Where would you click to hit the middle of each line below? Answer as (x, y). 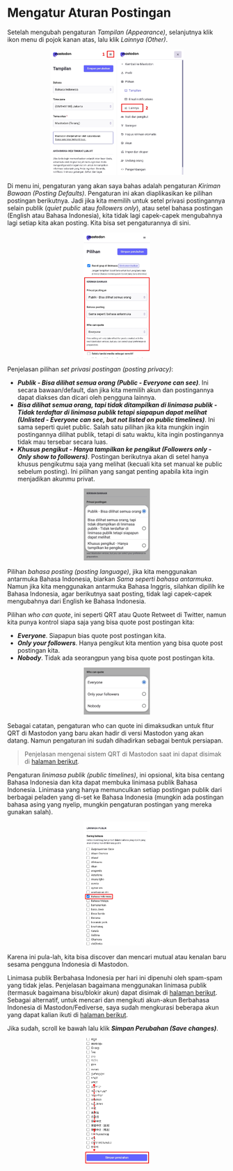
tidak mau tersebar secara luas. (62, 442)
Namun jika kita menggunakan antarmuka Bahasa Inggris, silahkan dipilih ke (116, 586)
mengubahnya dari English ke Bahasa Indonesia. (77, 601)
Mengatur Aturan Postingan (89, 13)
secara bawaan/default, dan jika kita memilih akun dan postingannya (115, 390)
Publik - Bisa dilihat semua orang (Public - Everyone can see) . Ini (113, 382)
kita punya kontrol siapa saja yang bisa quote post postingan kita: (101, 622)
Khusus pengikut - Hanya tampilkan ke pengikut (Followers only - (114, 449)
